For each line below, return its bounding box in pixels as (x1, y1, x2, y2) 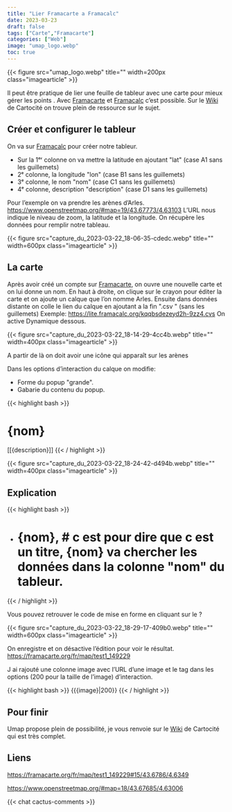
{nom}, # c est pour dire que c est (17, 530, 214, 545)
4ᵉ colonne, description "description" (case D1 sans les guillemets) (17, 185, 208, 193)
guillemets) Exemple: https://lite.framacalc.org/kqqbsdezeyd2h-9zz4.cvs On (7, 310, 226, 318)
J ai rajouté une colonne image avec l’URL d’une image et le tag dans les (7, 666, 214, 674)
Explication (7, 487, 57, 498)
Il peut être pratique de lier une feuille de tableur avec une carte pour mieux (7, 88, 223, 97)
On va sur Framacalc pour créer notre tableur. (7, 142, 138, 150)
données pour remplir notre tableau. (7, 220, 110, 229)
